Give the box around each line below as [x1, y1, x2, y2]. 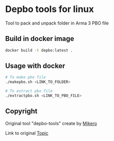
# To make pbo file [5, 75, 46, 80]
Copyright [5, 107, 38, 115]
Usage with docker [5, 61, 65, 70]
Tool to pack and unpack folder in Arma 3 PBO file [5, 20, 109, 26]
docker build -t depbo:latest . [5, 47, 73, 53]
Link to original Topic [5, 130, 49, 136]
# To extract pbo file [5, 88, 53, 93]
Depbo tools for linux [5, 3, 94, 15]
